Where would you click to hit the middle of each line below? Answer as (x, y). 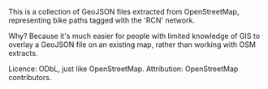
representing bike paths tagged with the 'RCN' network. (102, 20)
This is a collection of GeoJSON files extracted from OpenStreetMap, (124, 12)
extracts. (23, 53)
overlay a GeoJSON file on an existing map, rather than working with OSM (132, 44)
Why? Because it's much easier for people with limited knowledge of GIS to (134, 36)
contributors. (30, 77)
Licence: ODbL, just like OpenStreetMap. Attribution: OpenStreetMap (123, 69)
